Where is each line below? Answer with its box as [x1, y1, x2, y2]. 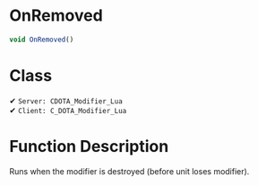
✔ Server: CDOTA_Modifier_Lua [9, 95, 123, 106]
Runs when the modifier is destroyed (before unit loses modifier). [9, 165, 250, 176]
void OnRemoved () [9, 35, 74, 44]
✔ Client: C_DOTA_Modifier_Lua [9, 104, 127, 115]
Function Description [9, 136, 169, 156]
